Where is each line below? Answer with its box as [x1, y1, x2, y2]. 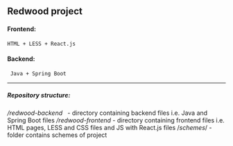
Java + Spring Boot [10, 70, 67, 77]
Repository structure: [7, 91, 71, 100]
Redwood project [7, 6, 83, 17]
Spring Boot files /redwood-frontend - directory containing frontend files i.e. [7, 116, 225, 124]
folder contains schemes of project [7, 131, 107, 139]
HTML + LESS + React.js [7, 40, 76, 47]
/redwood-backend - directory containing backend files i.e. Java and [7, 109, 208, 117]
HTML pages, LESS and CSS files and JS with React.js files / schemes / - [7, 123, 212, 131]
